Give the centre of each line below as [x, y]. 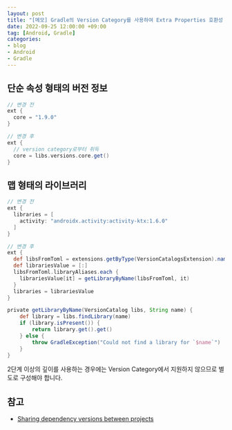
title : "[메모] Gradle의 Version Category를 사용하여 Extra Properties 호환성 [115, 20]
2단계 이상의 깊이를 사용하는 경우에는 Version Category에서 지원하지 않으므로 [112, 369]
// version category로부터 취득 [56, 149]
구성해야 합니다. [41, 378]
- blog [17, 46]
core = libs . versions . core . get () [61, 156]
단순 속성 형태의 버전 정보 [58, 88]
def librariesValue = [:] [51, 266]
